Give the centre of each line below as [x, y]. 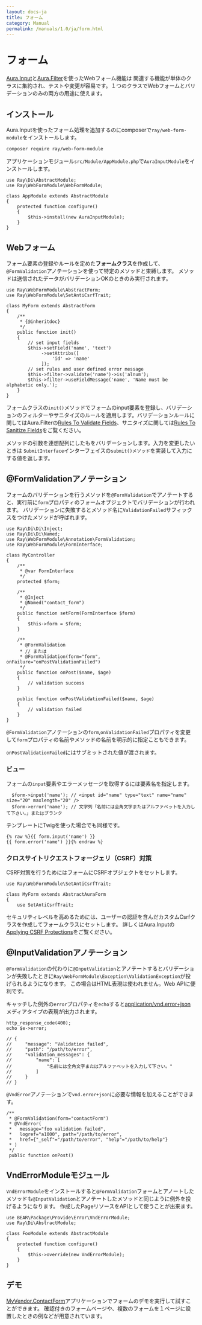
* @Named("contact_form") [52, 602]
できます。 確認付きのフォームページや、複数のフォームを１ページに [101, 1308]
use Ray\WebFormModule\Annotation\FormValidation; [71, 539]
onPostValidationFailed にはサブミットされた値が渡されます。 [83, 752]
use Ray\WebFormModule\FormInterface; [55, 544]
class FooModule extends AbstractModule [58, 1233]
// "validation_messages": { [48, 1055]
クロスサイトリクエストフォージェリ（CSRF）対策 [79, 858]
